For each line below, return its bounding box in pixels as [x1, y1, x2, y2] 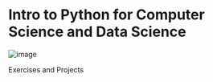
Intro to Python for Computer [8, 6, 205, 24]
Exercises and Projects [8, 64, 84, 74]
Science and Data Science [8, 23, 186, 41]
